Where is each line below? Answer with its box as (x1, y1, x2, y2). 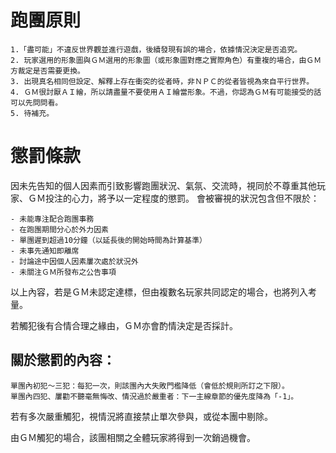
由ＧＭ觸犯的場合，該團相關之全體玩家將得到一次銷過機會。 (10, 431, 256, 443)
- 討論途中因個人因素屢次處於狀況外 (10, 256, 139, 266)
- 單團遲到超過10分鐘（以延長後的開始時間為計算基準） (10, 235, 208, 245)
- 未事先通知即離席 (10, 246, 80, 256)
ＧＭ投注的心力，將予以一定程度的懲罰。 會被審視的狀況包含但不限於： (27, 192, 320, 204)
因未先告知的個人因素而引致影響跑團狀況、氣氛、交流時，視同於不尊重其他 (10, 179, 317, 191)
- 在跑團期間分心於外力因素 (10, 224, 110, 235)
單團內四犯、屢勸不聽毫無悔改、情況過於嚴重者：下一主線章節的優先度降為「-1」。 (10, 391, 299, 401)
